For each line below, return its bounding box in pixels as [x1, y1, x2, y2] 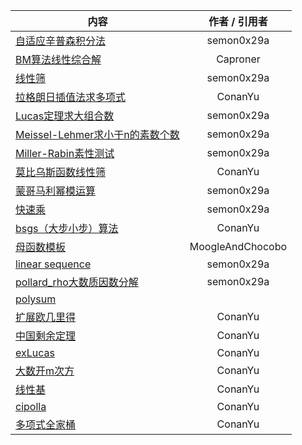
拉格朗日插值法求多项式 [15, 90, 127, 104]
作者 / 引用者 [208, 15, 268, 28]
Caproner [216, 52, 261, 66]
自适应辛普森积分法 [15, 34, 107, 48]
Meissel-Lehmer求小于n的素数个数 [15, 128, 180, 141]
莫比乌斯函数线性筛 [15, 165, 107, 179]
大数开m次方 [15, 364, 75, 378]
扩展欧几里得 [15, 310, 77, 324]
